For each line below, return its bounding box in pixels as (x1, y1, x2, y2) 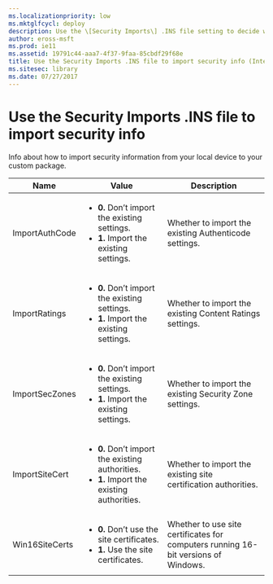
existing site (167, 468, 214, 480)
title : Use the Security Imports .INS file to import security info (8, 58, 245, 66)
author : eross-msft (8, 34, 75, 43)
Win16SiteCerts (12, 538, 74, 550)
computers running (167, 538, 240, 550)
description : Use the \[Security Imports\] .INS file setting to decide (8, 27, 260, 35)
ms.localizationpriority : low (8, 11, 111, 20)
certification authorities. (167, 478, 258, 490)
